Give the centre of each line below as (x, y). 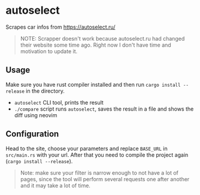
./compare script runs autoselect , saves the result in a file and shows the (104, 109)
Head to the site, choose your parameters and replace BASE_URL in (87, 148)
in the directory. (46, 91)
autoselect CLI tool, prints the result (59, 102)
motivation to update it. (49, 51)
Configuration (32, 134)
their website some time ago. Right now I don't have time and (96, 45)
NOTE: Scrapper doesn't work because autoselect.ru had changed (102, 38)
